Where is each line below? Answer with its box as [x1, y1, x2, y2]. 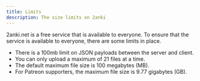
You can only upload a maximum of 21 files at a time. [14, 55, 145, 62]
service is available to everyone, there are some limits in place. [6, 37, 162, 44]
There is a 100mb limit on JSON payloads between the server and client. [14, 49, 194, 56]
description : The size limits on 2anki [6, 14, 106, 20]
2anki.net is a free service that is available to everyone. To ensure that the [6, 31, 189, 38]
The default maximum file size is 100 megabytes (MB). [14, 61, 150, 69]
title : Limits [6, 8, 42, 15]
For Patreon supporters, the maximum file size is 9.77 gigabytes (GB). [14, 68, 187, 75]
